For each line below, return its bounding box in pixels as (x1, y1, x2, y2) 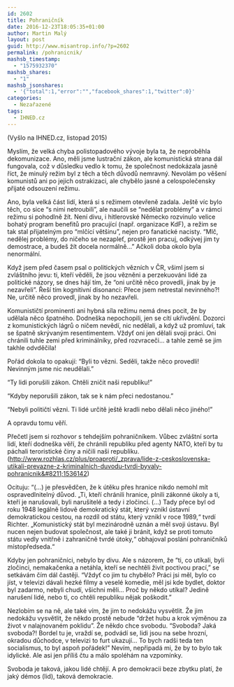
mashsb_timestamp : (7, 56, 61, 63)
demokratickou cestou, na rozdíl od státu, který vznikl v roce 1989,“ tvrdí (7, 512, 216, 521)
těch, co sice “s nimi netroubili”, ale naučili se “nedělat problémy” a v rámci (7, 205, 222, 213)
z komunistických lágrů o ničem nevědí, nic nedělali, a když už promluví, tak (7, 321, 226, 329)
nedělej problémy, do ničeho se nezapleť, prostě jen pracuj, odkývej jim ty (7, 235, 220, 243)
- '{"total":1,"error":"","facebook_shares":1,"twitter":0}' (13, 88, 196, 95)
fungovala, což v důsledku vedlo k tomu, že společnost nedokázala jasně (7, 161, 218, 170)
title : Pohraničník (7, 17, 64, 24)
